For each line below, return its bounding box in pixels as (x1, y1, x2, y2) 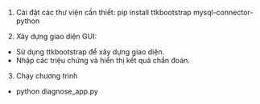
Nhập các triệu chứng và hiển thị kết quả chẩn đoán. (15, 56, 191, 65)
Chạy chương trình (15, 71, 78, 80)
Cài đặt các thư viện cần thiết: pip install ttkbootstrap (15, 8, 192, 17)
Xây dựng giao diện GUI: (15, 32, 97, 41)
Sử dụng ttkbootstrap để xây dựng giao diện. (15, 47, 165, 56)
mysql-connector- (192, 8, 254, 17)
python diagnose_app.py (15, 86, 98, 96)
